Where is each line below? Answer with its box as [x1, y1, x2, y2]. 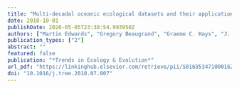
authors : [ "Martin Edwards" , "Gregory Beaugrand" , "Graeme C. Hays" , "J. [7, 30, 231, 38]
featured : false [7, 50, 55, 57]
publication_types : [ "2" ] [7, 37, 84, 44]
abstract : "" [7, 43, 46, 50]
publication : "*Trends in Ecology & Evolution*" [7, 57, 154, 64]
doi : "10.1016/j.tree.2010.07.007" [7, 70, 113, 77]
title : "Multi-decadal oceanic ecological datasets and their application [7, 10, 234, 18]
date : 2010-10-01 [7, 17, 59, 24]
